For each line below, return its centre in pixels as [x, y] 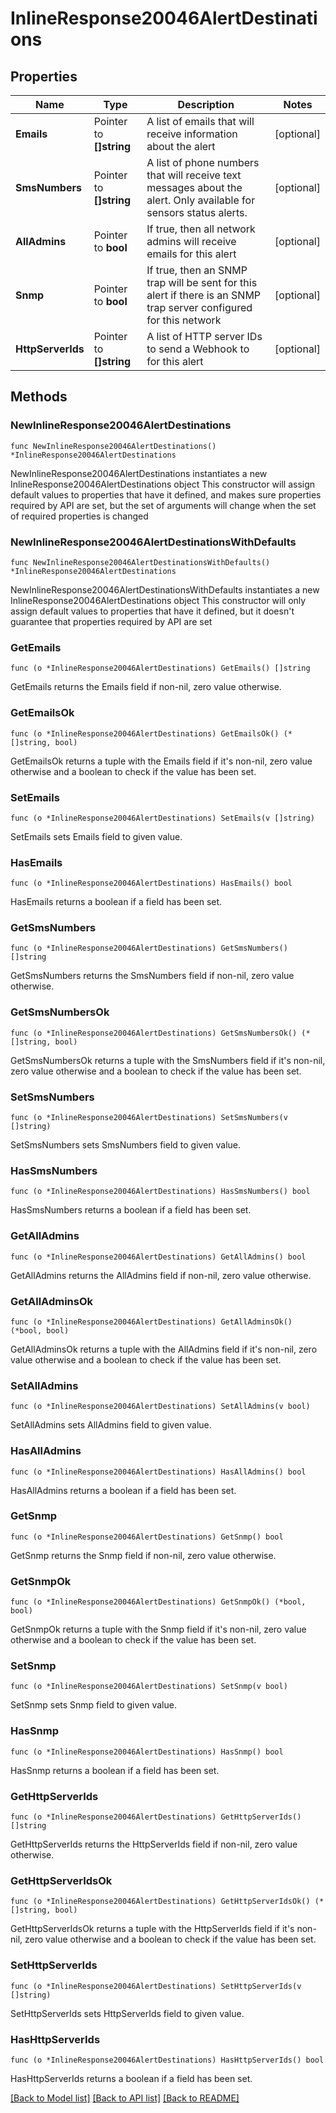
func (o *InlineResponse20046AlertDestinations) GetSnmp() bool [147, 1537]
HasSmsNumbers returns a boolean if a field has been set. [131, 1210]
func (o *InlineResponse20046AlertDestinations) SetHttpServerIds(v [156, 1986]
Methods [39, 397]
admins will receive [191, 241]
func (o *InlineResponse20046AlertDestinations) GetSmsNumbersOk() [154, 1033]
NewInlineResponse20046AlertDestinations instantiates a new [139, 473]
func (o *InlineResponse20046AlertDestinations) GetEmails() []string [160, 668]
